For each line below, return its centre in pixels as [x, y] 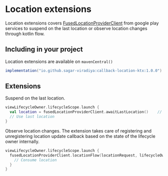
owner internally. [22, 141]
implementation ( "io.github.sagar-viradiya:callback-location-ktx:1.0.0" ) [84, 70]
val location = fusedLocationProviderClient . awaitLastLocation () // [86, 112]
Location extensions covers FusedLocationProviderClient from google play [82, 23]
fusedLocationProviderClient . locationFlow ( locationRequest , [73, 155]
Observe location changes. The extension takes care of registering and [78, 130]
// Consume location [35, 160]
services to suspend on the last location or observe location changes [76, 28]
